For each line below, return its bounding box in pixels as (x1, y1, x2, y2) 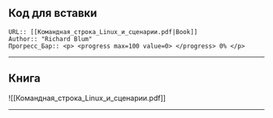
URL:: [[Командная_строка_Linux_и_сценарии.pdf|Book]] (8, 27, 198, 36)
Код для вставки (8, 6, 97, 20)
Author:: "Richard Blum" (8, 35, 93, 43)
